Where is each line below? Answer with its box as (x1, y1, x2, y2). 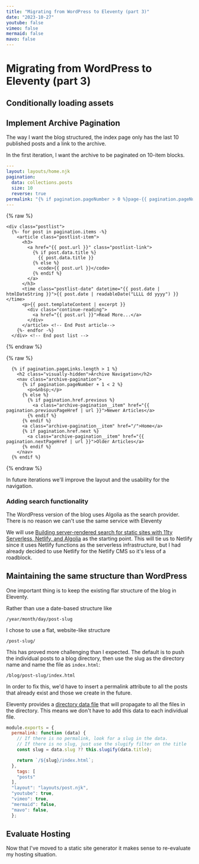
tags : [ (17, 769, 36, 774)
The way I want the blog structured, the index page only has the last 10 (6, 134, 179, 141)
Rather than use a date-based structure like (6, 604, 113, 611)
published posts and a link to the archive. (6, 140, 107, 147)
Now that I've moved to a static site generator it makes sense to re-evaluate (6, 844, 191, 852)
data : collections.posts (11, 180, 73, 186)
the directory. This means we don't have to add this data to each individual (6, 707, 188, 714)
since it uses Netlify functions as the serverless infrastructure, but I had (6, 541, 181, 549)
